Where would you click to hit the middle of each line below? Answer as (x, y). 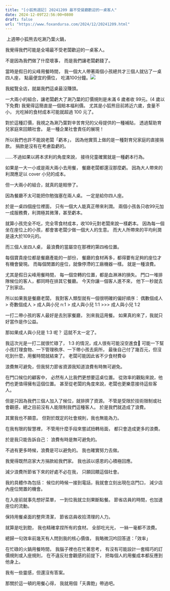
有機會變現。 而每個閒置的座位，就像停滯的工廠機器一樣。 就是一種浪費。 (82, 264)
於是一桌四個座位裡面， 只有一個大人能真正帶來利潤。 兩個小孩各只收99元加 (85, 206)
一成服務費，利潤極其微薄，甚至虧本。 (45, 213)
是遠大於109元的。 (25, 236)
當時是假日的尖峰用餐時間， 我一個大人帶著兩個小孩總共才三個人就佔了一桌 (83, 71)
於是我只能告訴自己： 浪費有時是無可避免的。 (52, 439)
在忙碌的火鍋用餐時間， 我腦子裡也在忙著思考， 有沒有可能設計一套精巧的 (82, 549)
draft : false (19, 19)
